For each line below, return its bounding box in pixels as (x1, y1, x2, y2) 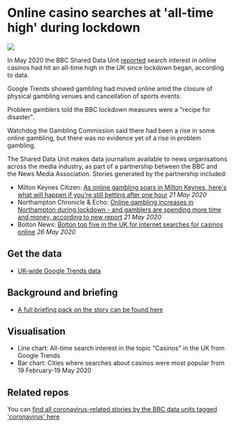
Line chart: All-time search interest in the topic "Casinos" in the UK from (17, 344, 225, 352)
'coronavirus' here (7, 412, 60, 421)
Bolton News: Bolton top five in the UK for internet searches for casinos (17, 220, 224, 229)
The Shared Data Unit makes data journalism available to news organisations (7, 154, 228, 163)
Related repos (7, 386, 69, 398)
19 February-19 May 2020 (17, 366, 92, 375)
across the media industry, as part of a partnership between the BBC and (7, 162, 218, 171)
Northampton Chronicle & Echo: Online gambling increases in (17, 198, 194, 206)
